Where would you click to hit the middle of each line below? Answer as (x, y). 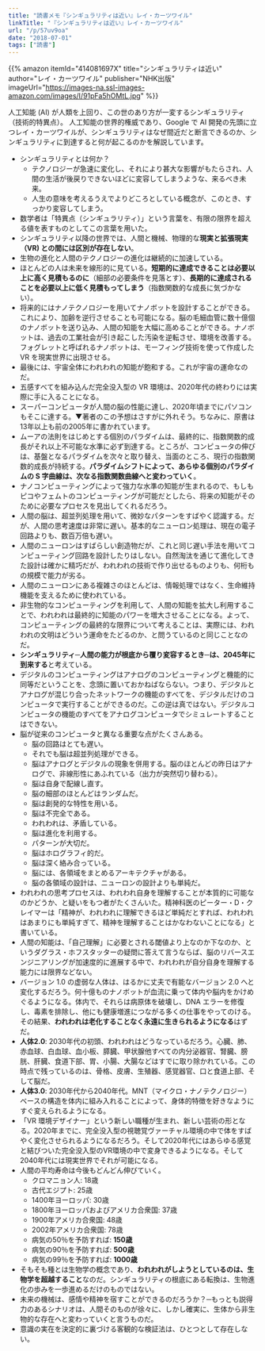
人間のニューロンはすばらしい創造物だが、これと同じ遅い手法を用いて (134, 546)
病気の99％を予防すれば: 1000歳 (85, 1260)
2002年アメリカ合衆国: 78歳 (77, 1230)
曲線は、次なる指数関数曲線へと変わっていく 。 (125, 476)
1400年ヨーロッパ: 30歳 (70, 1200)
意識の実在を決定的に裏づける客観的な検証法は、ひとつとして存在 (127, 1329)
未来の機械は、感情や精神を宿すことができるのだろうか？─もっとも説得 (136, 1299)
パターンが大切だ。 (62, 843)
